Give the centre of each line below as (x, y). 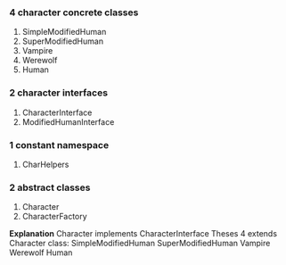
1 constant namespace (59, 145)
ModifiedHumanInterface (68, 121)
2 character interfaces (59, 93)
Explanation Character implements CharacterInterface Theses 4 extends (143, 234)
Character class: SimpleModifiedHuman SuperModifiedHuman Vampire (140, 244)
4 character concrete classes (74, 12)
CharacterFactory (54, 217)
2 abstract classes (50, 187)
